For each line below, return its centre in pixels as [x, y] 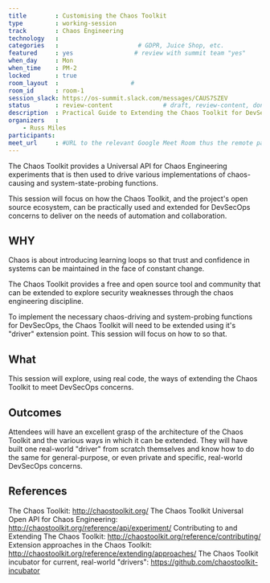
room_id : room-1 [46, 90]
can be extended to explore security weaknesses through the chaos [121, 293]
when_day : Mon [41, 61]
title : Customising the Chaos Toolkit [88, 16]
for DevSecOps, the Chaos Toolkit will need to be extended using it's [122, 326]
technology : [34, 38]
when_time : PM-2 [43, 68]
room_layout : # [72, 83]
